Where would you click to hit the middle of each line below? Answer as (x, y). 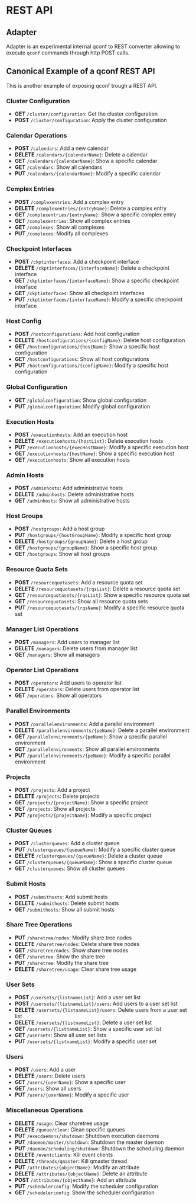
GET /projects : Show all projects (55, 808)
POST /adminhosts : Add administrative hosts (68, 488)
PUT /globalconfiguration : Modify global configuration (82, 406)
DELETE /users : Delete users (50, 1076)
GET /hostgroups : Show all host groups (62, 554)
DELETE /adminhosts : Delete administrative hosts (74, 494)
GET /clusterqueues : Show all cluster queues (70, 868)
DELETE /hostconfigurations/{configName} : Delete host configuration (100, 340)
